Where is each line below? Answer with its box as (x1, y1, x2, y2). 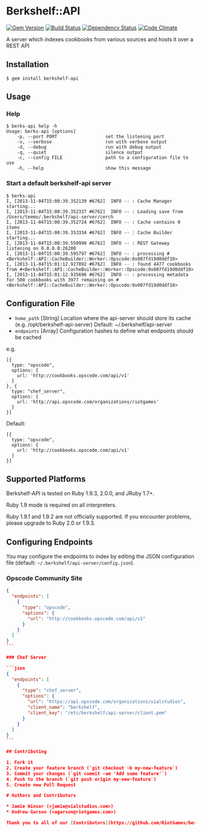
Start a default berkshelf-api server (6, 179, 112, 187)
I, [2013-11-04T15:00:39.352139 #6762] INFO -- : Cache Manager (6, 198, 172, 204)
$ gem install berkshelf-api (6, 75, 79, 82)
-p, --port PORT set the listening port (17, 134, 165, 140)
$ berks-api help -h (6, 123, 58, 130)
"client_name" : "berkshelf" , (28, 704, 100, 711)
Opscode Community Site (6, 574, 83, 583)
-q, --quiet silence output (17, 149, 144, 155)
